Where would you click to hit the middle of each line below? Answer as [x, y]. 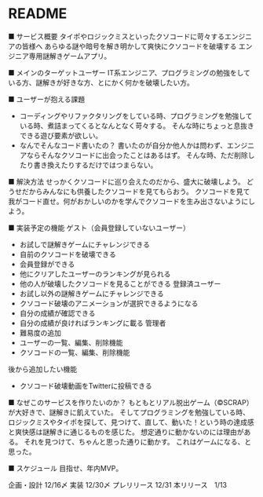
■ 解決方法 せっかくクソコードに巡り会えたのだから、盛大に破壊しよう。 [126, 181]
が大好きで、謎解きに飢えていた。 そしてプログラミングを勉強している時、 [129, 412]
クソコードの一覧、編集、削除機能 [75, 352]
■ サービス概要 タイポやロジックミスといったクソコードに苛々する [117, 36]
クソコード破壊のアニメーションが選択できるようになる [109, 303]
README [38, 14]
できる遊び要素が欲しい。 [61, 135]
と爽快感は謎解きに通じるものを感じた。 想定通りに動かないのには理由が [126, 432]
